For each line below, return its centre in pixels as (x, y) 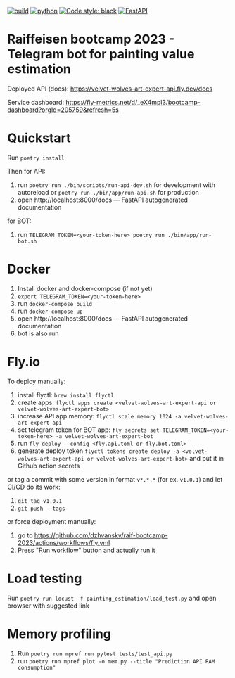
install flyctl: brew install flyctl (66, 395)
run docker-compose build (55, 303)
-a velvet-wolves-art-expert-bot (104, 436)
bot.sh (27, 241)
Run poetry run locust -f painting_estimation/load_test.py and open (112, 598)
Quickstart (39, 138)
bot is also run (38, 333)
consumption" (37, 667)
